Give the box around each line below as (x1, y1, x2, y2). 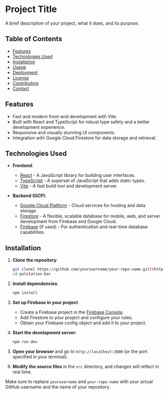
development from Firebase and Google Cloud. (20, 219, 117, 225)
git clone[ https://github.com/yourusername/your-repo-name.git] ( (12, 267, 154, 272)
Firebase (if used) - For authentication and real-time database (20, 224, 148, 230)
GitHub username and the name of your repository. (5, 383, 111, 390)
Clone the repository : (12, 257, 58, 263)
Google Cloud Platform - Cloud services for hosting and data (20, 203, 145, 209)
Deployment (12, 69, 38, 75)
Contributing (12, 80, 39, 86)
